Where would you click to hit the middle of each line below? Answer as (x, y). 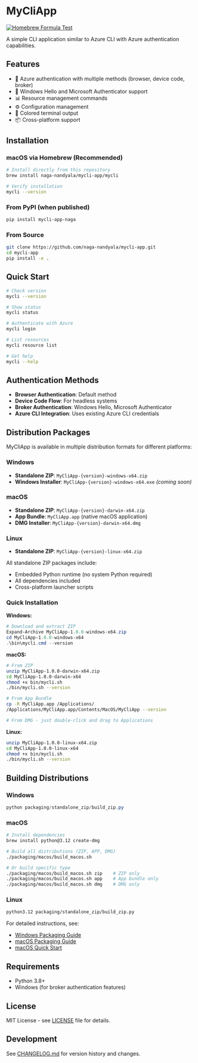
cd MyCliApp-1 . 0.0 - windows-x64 (45, 638)
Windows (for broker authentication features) (70, 987)
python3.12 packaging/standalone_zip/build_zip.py (70, 912)
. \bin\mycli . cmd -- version (40, 643)
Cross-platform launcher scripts (54, 587)
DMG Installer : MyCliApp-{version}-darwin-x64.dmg (78, 523)
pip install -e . (28, 259)
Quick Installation (32, 603)
